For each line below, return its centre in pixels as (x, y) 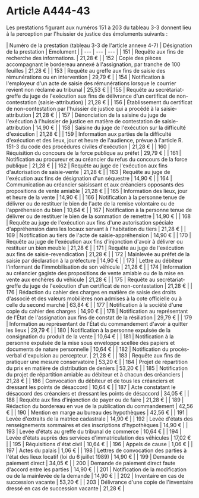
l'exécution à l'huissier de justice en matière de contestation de (83, 121)
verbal (14, 355)
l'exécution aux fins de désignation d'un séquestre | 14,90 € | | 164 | (89, 178)
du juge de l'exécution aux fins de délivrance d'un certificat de (99, 96)
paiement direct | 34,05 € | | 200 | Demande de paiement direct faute (91, 463)
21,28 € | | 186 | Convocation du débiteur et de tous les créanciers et (90, 381)
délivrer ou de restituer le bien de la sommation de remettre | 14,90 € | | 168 (99, 216)
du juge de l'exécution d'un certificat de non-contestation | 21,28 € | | (107, 286)
